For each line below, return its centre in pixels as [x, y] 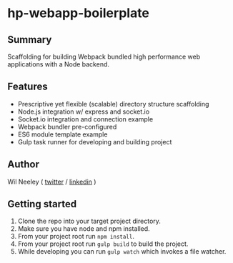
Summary [30, 40]
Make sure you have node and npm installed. [84, 229]
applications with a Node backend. [58, 64]
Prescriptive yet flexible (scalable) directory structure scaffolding [113, 104]
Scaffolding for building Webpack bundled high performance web [104, 56]
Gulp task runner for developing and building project [95, 142]
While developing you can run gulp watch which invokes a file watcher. [122, 252]
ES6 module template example [63, 134]
